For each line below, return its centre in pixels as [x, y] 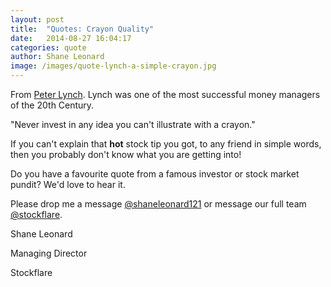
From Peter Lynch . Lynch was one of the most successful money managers [165, 94]
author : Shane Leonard [57, 57]
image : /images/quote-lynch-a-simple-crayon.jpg [113, 66]
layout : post [37, 19]
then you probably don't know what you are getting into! [126, 154]
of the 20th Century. [52, 105]
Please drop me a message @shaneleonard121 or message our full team [158, 204]
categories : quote [48, 47]
